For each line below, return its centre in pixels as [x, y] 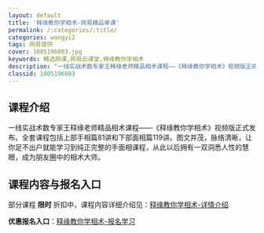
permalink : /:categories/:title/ [63, 30]
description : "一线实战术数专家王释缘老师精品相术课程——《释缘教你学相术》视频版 [127, 67]
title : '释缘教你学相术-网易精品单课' [64, 23]
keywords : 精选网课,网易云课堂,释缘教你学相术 [76, 60]
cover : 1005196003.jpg [45, 52]
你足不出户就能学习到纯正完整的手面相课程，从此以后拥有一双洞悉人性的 [125, 147]
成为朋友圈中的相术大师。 [63, 157]
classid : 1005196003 [42, 74]
